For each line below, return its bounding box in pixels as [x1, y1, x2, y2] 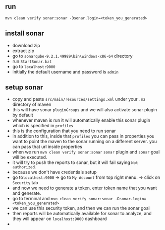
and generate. [12, 190, 41, 196]
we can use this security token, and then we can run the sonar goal [12, 205, 150, 211]
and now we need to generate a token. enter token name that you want [12, 185, 157, 191]
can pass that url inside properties [12, 144, 83, 150]
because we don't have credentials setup [12, 169, 97, 175]
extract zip [12, 48, 35, 54]
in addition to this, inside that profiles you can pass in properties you [12, 133, 155, 139]
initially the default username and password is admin [12, 69, 119, 75]
